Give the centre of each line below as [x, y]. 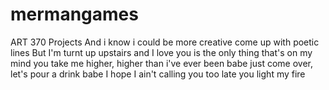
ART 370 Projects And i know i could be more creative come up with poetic [165, 42]
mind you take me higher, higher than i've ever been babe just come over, [161, 63]
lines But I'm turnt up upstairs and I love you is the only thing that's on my [161, 52]
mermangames [74, 14]
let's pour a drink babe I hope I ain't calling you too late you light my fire [158, 74]
